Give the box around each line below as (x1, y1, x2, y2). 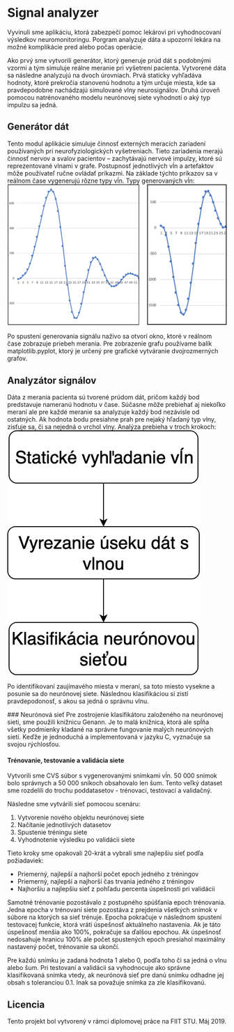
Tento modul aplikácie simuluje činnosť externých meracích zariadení (7, 139, 206, 148)
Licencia (7, 999, 45, 1010)
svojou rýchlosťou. (7, 740, 61, 748)
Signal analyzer (7, 5, 99, 21)
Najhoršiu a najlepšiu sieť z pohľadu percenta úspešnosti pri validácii (17, 885, 215, 893)
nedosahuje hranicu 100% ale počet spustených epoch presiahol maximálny (7, 935, 226, 944)
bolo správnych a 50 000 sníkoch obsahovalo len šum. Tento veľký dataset (7, 779, 223, 787)
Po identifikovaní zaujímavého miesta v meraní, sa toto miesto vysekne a (7, 681, 215, 691)
